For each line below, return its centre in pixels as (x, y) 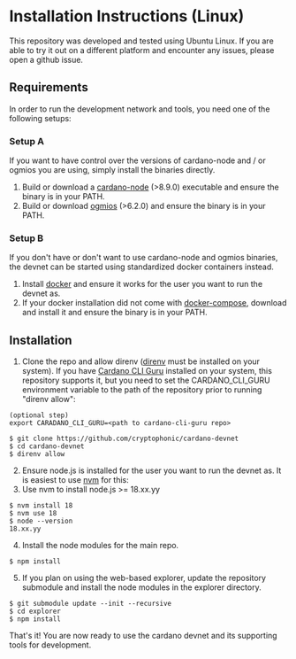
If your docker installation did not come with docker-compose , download (154, 303)
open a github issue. (46, 59)
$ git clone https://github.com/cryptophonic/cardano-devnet (124, 439)
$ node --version (41, 521)
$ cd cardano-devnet (47, 446)
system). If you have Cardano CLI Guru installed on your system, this (147, 371)
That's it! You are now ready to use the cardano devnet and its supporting (143, 636)
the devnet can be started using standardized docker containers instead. (141, 267)
